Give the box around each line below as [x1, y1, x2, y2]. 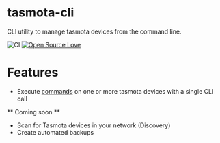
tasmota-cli [7, 5, 74, 21]
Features [7, 65, 59, 80]
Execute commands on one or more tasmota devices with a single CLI [16, 87, 214, 95]
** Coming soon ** [7, 107, 60, 116]
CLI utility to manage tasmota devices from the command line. [7, 27, 182, 36]
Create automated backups [16, 128, 94, 136]
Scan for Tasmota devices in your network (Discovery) [16, 121, 171, 129]
